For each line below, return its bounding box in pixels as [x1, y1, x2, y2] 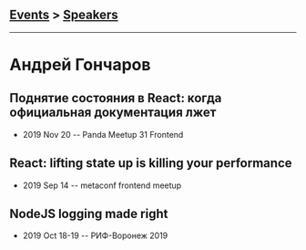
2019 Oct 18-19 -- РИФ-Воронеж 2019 [22, 230, 168, 241]
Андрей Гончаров [9, 55, 151, 75]
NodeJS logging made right [9, 206, 168, 222]
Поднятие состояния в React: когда [9, 90, 222, 106]
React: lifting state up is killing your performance [9, 155, 293, 172]
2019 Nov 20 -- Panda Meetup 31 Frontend [22, 129, 184, 140]
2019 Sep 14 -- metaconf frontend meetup [22, 180, 182, 191]
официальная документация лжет [9, 105, 217, 120]
